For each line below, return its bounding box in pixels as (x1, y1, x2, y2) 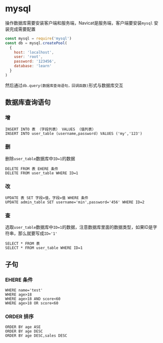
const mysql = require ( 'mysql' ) (5, 36, 72, 41)
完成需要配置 (9, 26, 36, 32)
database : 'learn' (14, 64, 52, 69)
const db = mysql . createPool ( (5, 41, 68, 45)
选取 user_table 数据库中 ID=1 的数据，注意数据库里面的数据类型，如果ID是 (5, 224, 153, 230)
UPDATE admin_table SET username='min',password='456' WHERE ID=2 (5, 200, 145, 205)
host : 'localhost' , (14, 50, 54, 55)
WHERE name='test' (5, 288, 43, 293)
